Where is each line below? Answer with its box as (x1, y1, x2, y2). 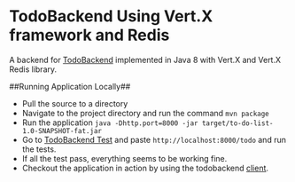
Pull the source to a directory (21, 98, 128, 108)
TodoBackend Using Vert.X (9, 6, 213, 27)
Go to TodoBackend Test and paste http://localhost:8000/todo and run (21, 134, 286, 145)
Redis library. (9, 64, 58, 75)
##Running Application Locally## (9, 81, 131, 91)
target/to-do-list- (201, 118, 274, 128)
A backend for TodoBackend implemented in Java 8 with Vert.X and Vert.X (9, 54, 282, 65)
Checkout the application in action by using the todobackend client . (21, 162, 268, 173)
